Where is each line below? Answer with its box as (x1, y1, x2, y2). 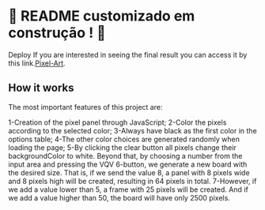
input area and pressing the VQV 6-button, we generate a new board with (8, 159, 248, 169)
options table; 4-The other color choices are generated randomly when (8, 134, 240, 144)
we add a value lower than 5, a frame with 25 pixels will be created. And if (8, 185, 249, 194)
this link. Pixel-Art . (8, 58, 66, 68)
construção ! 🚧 (8, 24, 107, 42)
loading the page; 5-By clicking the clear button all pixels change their (8, 142, 237, 152)
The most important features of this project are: (8, 102, 163, 111)
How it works (8, 81, 74, 95)
